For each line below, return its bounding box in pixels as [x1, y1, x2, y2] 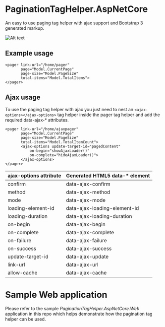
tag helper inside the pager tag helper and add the [57, 112, 160, 118]
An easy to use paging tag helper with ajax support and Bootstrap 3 [5, 20, 143, 26]
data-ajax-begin [66, 221, 106, 228]
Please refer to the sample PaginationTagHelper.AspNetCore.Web [5, 305, 140, 311]
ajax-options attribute [7, 172, 61, 179]
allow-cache [7, 269, 38, 276]
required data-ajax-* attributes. [5, 117, 69, 123]
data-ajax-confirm [66, 180, 110, 187]
